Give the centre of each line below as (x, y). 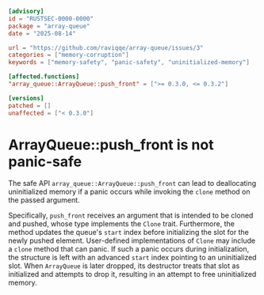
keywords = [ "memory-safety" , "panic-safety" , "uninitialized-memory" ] (129, 62)
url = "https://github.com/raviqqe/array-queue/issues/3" (106, 47)
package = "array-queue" (49, 26)
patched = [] (30, 106)
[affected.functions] (44, 77)
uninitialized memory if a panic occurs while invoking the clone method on (130, 192)
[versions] (26, 98)
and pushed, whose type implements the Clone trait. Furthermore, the (122, 224)
